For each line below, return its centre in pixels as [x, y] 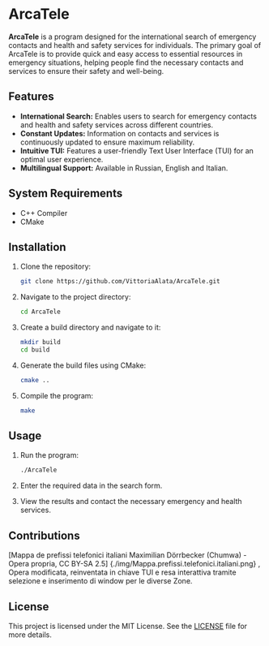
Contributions [44, 535]
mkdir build [40, 342]
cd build [35, 350]
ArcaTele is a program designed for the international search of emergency [132, 37]
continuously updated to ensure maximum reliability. [107, 142]
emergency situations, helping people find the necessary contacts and [126, 62]
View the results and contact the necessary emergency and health [131, 502]
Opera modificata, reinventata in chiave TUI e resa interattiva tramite [122, 572]
